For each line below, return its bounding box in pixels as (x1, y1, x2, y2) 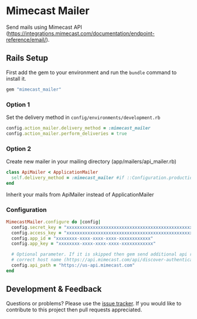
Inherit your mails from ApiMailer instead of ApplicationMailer (6, 191, 154, 198)
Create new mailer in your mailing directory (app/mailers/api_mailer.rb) (6, 158, 177, 165)
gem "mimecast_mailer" (6, 87, 62, 92)
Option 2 (6, 144, 31, 152)
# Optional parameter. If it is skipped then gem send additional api (11, 251, 188, 257)
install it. (6, 75, 26, 82)
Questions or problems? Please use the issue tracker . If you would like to (6, 300, 182, 307)
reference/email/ (6, 36, 46, 43)
